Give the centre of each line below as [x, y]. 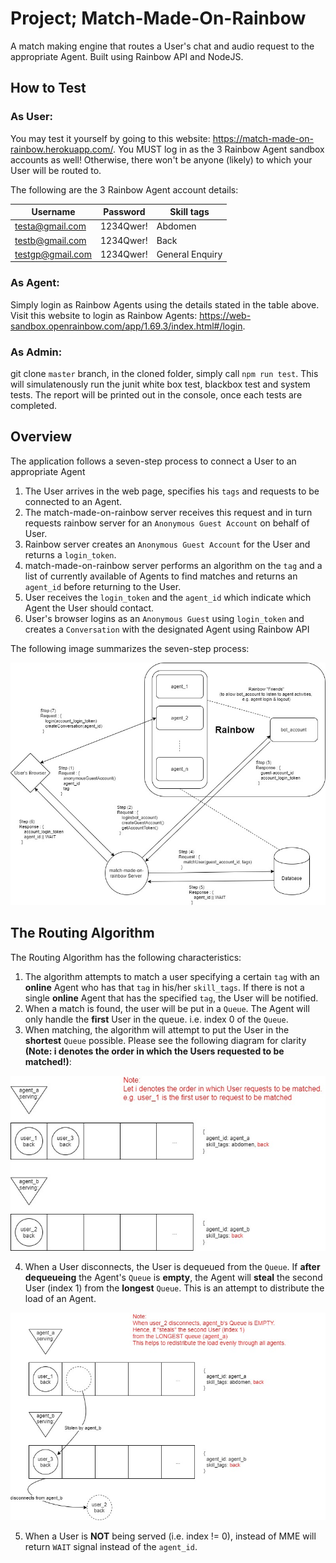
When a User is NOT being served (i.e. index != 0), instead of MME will [170, 1536]
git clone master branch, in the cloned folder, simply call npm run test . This [164, 373]
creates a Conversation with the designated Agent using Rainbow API [167, 629]
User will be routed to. [56, 170]
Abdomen [176, 226]
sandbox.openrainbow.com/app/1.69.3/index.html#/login [126, 326]
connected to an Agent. [73, 501]
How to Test [48, 88]
